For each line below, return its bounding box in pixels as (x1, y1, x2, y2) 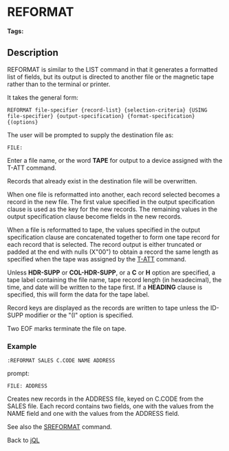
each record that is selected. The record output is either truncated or (7, 240, 202, 248)
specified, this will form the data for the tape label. (7, 290, 150, 299)
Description (7, 47, 58, 59)
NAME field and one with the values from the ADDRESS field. (7, 410, 180, 418)
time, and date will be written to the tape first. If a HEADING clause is (7, 283, 203, 291)
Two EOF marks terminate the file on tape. (7, 324, 127, 332)
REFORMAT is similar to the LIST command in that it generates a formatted (7, 65, 218, 73)
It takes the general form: (7, 93, 79, 101)
